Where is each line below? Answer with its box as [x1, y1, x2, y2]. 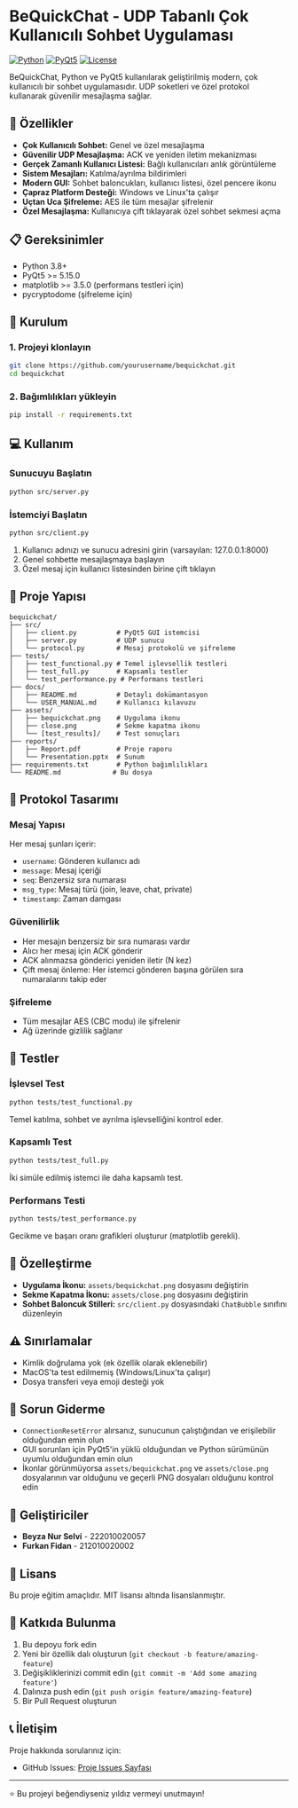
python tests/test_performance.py [9, 1215, 137, 1223]
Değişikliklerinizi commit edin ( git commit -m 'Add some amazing [21, 1667, 257, 1678]
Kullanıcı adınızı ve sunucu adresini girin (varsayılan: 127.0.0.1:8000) [21, 544, 269, 555]
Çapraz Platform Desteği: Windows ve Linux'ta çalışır [21, 186, 219, 197]
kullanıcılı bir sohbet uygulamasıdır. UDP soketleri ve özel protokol [9, 81, 250, 91]
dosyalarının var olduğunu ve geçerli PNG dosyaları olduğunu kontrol [21, 1473, 274, 1483]
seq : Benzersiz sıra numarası [21, 875, 127, 885]
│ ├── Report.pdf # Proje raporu [9, 744, 173, 753]
